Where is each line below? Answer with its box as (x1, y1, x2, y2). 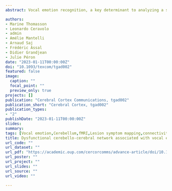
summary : (5, 126, 24, 131)
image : (5, 74, 19, 79)
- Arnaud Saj (5, 40, 33, 46)
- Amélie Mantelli (5, 36, 45, 41)
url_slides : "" (5, 164, 38, 169)
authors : (5, 16, 24, 22)
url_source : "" (5, 169, 38, 174)
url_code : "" (5, 140, 33, 146)
